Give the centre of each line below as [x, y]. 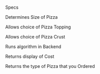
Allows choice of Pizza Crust [35, 37]
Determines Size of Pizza [31, 17]
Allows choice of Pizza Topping [38, 27]
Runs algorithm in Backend [33, 47]
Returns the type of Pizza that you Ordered [50, 66]
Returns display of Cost [30, 56]
